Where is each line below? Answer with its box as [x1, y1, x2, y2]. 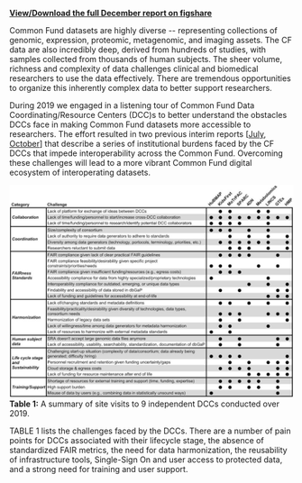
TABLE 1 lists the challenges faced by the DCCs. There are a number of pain [9, 425, 291, 436]
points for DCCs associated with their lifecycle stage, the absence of [9, 435, 264, 446]
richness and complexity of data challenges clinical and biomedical [9, 63, 259, 74]
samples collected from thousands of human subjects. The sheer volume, [9, 54, 282, 64]
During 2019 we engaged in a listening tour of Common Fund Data [9, 100, 255, 111]
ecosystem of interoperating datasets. [9, 167, 151, 178]
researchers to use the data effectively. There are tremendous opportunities [9, 73, 291, 84]
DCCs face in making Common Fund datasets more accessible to [9, 119, 252, 130]
